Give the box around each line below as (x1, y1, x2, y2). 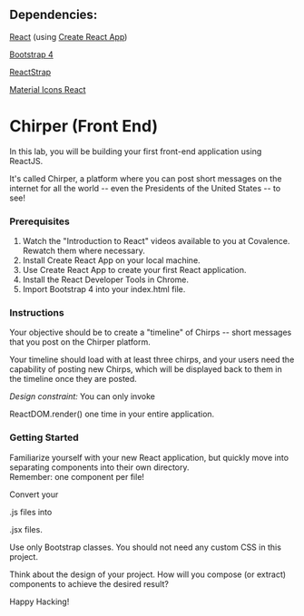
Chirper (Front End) (9, 116, 159, 136)
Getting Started (9, 431, 79, 444)
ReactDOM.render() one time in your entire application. (9, 408, 215, 420)
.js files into (9, 506, 53, 517)
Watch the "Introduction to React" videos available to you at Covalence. (22, 236, 290, 247)
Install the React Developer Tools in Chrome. (22, 274, 189, 285)
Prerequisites (9, 215, 70, 228)
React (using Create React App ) (9, 31, 128, 42)
